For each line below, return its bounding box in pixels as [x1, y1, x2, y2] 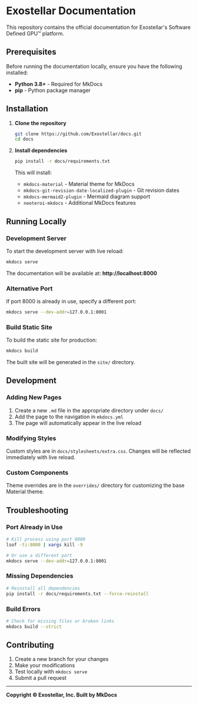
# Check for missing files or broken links [6, 618, 115, 624]
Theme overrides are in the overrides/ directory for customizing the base [6, 482, 184, 489]
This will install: [14, 169, 52, 176]
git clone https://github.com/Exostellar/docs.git [14, 131, 142, 137]
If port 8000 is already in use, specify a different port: [6, 298, 137, 305]
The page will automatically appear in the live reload [14, 419, 141, 426]
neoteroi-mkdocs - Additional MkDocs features [23, 199, 136, 207]
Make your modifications [14, 662, 75, 669]
